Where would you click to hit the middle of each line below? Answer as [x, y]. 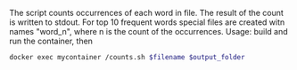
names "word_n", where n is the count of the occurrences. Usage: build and [148, 31]
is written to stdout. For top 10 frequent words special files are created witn [147, 22]
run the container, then [51, 41]
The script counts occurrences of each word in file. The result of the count [146, 13]
